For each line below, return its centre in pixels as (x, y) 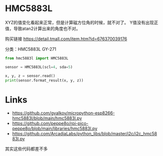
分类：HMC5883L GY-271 (31, 49)
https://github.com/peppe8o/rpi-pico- (50, 124)
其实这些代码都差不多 (26, 149)
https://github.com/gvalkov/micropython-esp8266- (63, 113)
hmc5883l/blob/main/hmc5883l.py (47, 118)
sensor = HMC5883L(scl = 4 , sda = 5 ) (39, 67)
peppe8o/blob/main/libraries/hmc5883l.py (55, 128)
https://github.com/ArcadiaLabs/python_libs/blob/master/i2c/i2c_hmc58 (84, 134)
